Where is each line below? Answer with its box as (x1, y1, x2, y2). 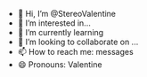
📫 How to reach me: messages (17, 47, 134, 57)
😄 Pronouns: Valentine (17, 59, 102, 70)
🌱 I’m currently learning (17, 27, 104, 37)
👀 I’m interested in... (17, 18, 91, 28)
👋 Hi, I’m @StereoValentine (17, 9, 117, 19)
